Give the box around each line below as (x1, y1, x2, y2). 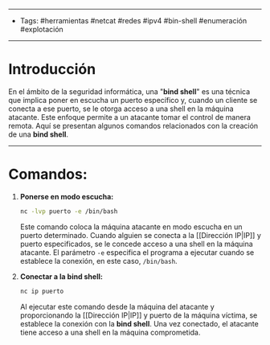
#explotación (19, 25, 64, 34)
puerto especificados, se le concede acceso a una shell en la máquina (19, 239, 253, 248)
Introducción (8, 60, 96, 79)
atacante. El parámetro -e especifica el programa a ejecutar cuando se (19, 247, 255, 257)
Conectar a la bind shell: (19, 271, 103, 281)
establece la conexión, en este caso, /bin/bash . (19, 256, 178, 265)
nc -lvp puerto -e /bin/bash (19, 207, 118, 216)
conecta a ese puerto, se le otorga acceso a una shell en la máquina (8, 104, 235, 113)
